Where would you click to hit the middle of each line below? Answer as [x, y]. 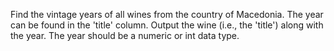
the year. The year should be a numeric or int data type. [125, 35]
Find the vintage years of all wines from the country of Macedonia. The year [167, 14]
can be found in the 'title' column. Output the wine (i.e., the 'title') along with [167, 25]
